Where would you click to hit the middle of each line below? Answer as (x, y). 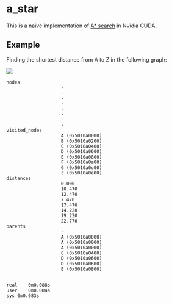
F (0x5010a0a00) (81, 162)
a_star (22, 9)
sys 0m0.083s (23, 296)
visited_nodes (24, 130)
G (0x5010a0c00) (81, 167)
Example (23, 45)
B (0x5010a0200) (81, 141)
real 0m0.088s (28, 285)
